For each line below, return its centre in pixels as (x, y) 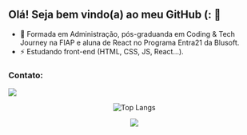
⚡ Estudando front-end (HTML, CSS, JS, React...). (102, 51)
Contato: (26, 75)
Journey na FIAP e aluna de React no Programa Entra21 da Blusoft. (129, 42)
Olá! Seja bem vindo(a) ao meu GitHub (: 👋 (115, 15)
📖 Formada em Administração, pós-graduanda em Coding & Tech (127, 34)
